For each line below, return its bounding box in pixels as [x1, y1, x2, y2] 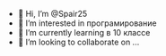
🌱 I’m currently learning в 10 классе [17, 28, 151, 37]
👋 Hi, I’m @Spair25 [17, 9, 88, 19]
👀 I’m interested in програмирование [17, 18, 157, 28]
